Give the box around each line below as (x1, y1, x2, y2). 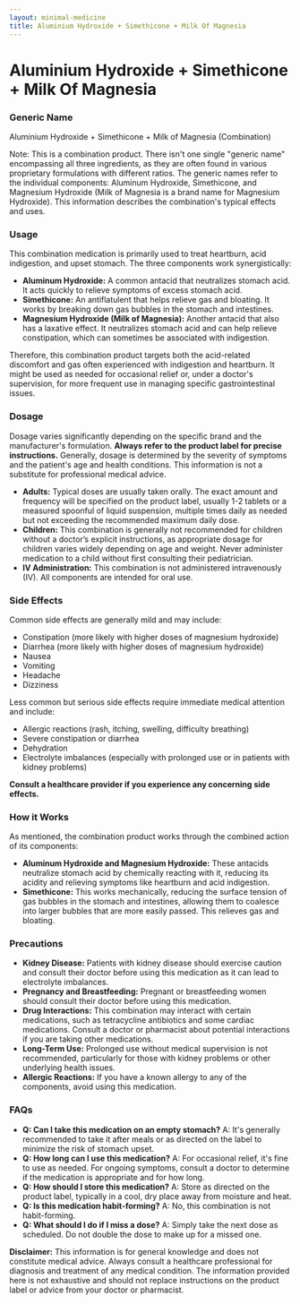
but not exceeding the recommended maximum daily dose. (21, 514, 240, 525)
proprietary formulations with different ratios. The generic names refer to (9, 167, 279, 178)
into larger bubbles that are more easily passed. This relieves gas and (21, 905, 279, 916)
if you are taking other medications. (21, 1034, 154, 1044)
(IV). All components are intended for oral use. (21, 571, 193, 582)
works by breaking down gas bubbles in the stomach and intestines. (21, 304, 274, 314)
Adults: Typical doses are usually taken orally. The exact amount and (21, 485, 279, 497)
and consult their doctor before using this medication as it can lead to (21, 967, 279, 978)
